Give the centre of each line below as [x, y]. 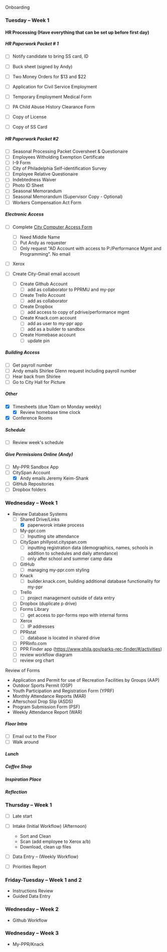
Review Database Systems [40, 514]
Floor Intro [16, 723]
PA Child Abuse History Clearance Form [54, 107]
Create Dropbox [36, 306]
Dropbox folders [29, 490]
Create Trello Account [43, 295]
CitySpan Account [31, 473]
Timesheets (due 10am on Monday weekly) [57, 406]
